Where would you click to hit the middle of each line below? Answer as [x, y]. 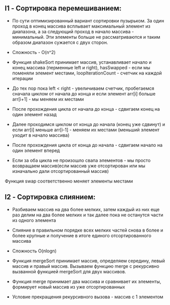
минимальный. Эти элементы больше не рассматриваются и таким [86, 37]
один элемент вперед [36, 150]
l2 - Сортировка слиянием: [50, 197]
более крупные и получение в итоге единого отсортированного [82, 235]
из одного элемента [34, 220]
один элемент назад [34, 114]
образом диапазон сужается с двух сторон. [60, 42]
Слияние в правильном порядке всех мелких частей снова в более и [88, 230]
